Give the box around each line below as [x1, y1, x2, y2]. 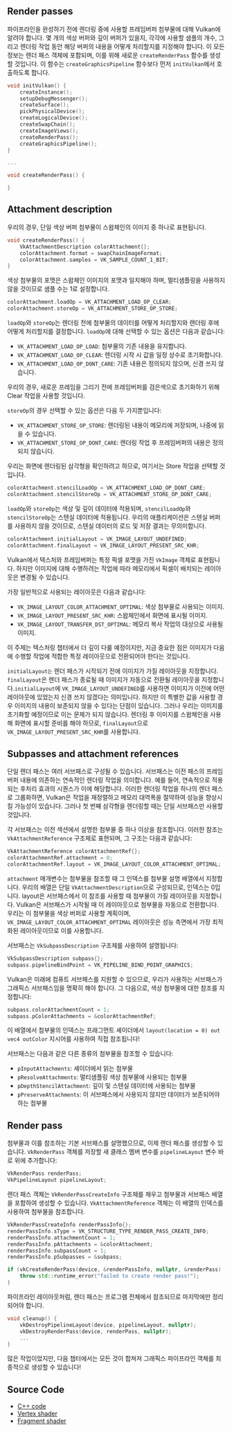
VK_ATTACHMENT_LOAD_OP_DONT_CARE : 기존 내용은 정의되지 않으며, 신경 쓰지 [17, 359, 217, 368]
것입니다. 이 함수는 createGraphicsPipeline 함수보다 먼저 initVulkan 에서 [14, 59, 215, 68]
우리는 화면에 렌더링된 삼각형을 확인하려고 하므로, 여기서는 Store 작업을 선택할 [7, 462, 218, 470]
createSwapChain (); [19, 121, 76, 128]
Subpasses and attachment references [7, 748, 179, 759]
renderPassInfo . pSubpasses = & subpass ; [7, 1253, 123, 1260]
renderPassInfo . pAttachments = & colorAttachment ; [7, 1240, 154, 1248]
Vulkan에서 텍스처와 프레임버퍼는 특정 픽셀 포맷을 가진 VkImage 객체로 [7, 555, 196, 563]
